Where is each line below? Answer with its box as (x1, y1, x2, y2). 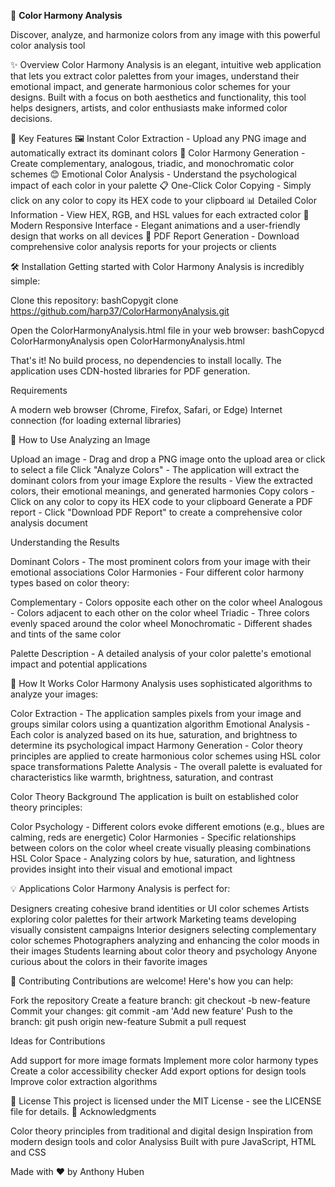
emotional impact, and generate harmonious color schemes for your (10, 81, 291, 92)
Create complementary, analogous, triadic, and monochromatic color (10, 158, 295, 169)
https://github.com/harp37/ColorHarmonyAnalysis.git (10, 305, 230, 317)
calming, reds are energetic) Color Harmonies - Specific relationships (10, 831, 297, 843)
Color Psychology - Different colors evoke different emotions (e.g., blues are (10, 821, 325, 832)
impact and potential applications (10, 658, 148, 670)
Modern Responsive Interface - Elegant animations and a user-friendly (10, 220, 301, 231)
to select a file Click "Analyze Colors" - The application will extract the (10, 464, 300, 475)
